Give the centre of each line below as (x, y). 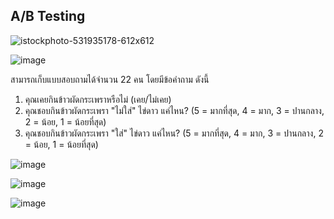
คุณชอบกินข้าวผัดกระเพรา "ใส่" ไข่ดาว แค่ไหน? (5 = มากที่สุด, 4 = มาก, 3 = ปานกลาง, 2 (174, 133)
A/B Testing (48, 16)
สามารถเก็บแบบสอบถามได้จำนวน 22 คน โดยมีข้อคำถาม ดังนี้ (110, 79)
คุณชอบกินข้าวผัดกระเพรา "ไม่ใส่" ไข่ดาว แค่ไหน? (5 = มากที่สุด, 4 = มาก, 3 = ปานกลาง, (174, 110)
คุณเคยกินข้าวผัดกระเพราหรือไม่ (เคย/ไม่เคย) (98, 99)
